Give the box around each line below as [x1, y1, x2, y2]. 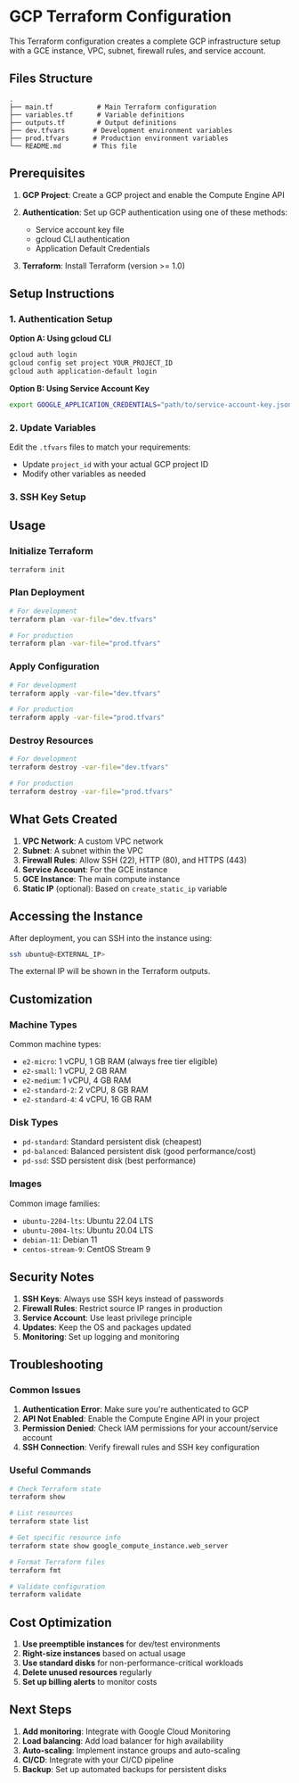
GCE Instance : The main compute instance [21, 873, 181, 884]
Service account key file [35, 224, 125, 235]
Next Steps [9, 1702, 72, 1718]
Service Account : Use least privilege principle [21, 1312, 193, 1323]
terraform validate [9, 1590, 82, 1599]
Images [9, 1177, 43, 1190]
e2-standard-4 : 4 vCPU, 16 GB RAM [21, 1094, 152, 1105]
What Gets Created [9, 812, 117, 827]
